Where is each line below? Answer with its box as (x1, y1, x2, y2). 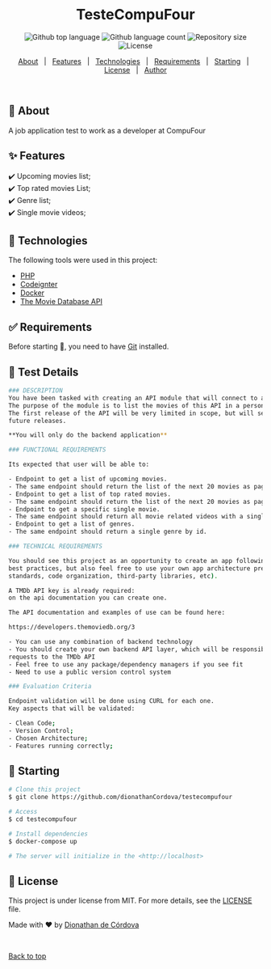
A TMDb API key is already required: (8, 586, 135, 595)
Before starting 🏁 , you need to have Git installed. (8, 341, 169, 352)
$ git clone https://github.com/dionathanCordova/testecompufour (8, 793, 232, 802)
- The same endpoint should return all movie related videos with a (8, 513, 244, 521)
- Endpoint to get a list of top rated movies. (8, 490, 172, 498)
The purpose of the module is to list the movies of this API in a (8, 401, 240, 409)
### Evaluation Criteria (8, 683, 92, 691)
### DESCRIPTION (8, 387, 63, 395)
